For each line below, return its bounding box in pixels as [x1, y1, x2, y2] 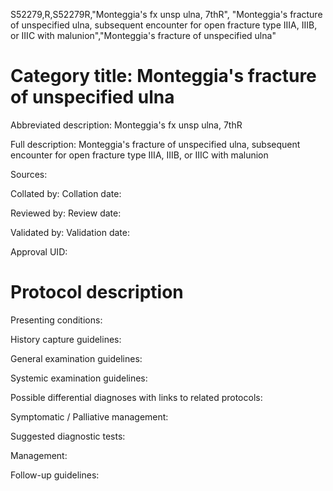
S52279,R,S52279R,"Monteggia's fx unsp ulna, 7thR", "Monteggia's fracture [10, 9, 323, 20]
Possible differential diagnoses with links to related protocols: [10, 391, 263, 403]
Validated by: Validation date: [10, 226, 130, 238]
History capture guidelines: [10, 333, 122, 345]
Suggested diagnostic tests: [10, 430, 126, 442]
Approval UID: [10, 245, 68, 258]
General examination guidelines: [10, 352, 143, 364]
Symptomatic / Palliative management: [10, 410, 169, 423]
